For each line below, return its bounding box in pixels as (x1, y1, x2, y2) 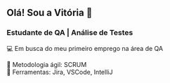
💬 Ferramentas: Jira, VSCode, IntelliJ (6, 68, 113, 76)
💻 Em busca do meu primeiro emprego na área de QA (6, 44, 163, 52)
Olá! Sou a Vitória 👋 (6, 7, 93, 19)
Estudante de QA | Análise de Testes (6, 28, 133, 38)
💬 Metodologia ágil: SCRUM (6, 60, 87, 68)
